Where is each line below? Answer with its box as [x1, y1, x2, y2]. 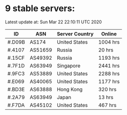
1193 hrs [98, 54, 120, 61]
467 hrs [98, 101, 117, 108]
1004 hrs [98, 38, 120, 45]
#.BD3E [7, 86, 25, 93]
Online [101, 30, 117, 37]
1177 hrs [98, 78, 120, 85]
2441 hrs [98, 62, 120, 69]
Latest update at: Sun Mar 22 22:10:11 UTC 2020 [5, 19, 102, 25]
